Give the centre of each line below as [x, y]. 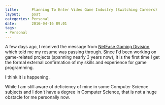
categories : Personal [27, 19]
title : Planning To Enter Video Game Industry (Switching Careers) [81, 10]
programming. [19, 68]
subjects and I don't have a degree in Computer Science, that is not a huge [81, 92]
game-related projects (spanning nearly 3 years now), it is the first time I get [82, 57]
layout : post [23, 14]
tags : [11, 28]
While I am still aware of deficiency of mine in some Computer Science [77, 87]
